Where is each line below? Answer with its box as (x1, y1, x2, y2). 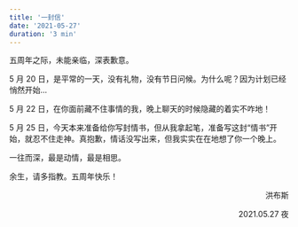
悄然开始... (9, 85, 48, 96)
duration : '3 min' (9, 29, 77, 38)
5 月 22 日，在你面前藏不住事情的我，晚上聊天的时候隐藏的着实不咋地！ (9, 104, 271, 114)
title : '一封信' (9, 12, 66, 22)
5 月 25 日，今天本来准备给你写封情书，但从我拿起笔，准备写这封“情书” (9, 122, 271, 133)
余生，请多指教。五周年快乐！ (9, 171, 118, 182)
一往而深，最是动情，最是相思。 (9, 153, 126, 163)
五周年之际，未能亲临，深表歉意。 (9, 55, 134, 66)
